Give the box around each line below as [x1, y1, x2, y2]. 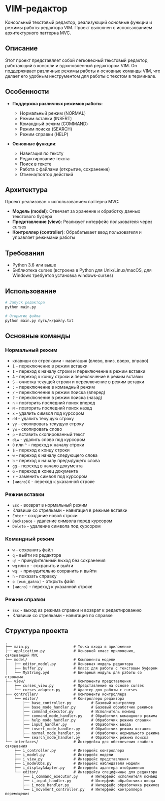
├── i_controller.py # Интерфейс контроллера [14, 748, 125, 753]
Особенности [5, 88, 49, 96]
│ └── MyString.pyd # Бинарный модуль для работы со [5, 670, 142, 675]
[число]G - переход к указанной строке [12, 479, 95, 485]
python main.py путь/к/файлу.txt [5, 318, 74, 323]
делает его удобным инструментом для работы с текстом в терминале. [5, 73, 157, 79]
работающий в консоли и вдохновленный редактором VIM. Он [5, 62, 137, 68]
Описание [5, 44, 38, 52]
